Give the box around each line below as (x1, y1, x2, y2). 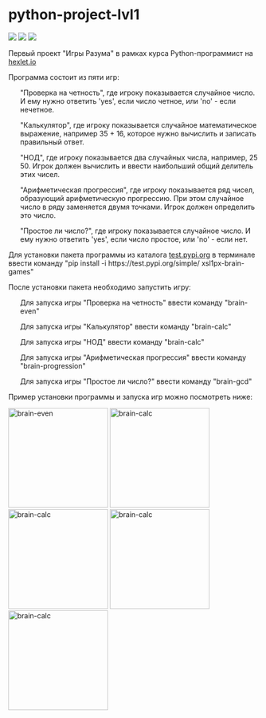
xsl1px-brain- (201, 258, 245, 268)
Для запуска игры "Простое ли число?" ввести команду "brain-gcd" (19, 377, 252, 386)
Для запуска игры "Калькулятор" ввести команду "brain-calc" (19, 322, 232, 331)
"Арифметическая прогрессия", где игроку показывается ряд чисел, (19, 185, 255, 195)
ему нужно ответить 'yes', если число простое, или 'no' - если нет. (19, 234, 248, 244)
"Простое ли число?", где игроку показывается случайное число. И (19, 226, 251, 235)
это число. (19, 210, 57, 220)
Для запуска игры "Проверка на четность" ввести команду (19, 298, 223, 307)
